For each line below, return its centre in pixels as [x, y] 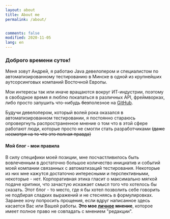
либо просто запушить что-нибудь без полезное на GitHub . [69, 103]
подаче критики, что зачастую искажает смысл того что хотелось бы [81, 184]
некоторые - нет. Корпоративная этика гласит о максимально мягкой [81, 179]
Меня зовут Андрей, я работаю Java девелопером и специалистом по [82, 71]
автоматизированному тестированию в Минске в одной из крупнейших [83, 77]
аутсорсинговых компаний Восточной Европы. [56, 82]
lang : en [15, 43]
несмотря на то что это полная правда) [48, 134]
